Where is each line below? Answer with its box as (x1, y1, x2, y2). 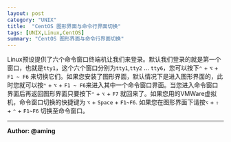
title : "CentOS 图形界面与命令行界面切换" (7, 23, 122, 29)
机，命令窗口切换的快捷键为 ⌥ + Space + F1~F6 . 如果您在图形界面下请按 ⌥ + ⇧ (7, 98, 219, 106)
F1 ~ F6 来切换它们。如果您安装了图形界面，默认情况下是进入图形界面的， (7, 73, 218, 81)
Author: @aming (7, 127, 56, 135)
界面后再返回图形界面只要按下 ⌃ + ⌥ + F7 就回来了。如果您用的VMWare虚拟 (7, 90, 217, 98)
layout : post (7, 10, 45, 17)
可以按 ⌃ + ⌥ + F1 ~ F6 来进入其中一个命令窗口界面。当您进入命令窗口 (25, 81, 219, 89)
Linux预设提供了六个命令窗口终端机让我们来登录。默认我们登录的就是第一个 (7, 56, 221, 64)
